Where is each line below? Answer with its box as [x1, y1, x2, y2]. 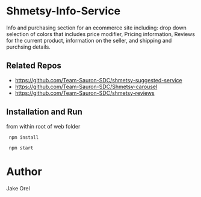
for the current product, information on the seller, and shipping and [6, 37, 172, 44]
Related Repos [6, 61, 62, 71]
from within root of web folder [6, 123, 81, 130]
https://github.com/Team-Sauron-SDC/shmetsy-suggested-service [14, 76, 182, 83]
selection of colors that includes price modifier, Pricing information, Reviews [6, 30, 196, 37]
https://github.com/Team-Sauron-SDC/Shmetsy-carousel [14, 83, 158, 90]
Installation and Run [6, 107, 83, 117]
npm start [8, 145, 34, 151]
